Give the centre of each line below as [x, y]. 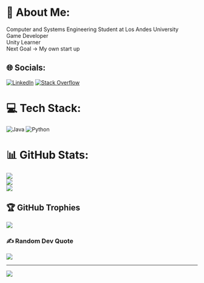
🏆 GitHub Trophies [43, 208]
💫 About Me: [38, 12]
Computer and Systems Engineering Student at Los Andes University [93, 29]
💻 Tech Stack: [44, 108]
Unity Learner [24, 42]
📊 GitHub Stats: [48, 155]
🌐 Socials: [26, 68]
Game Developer [27, 35]
